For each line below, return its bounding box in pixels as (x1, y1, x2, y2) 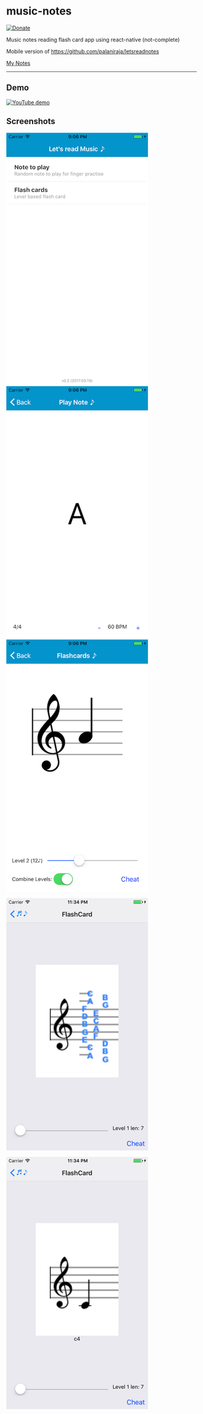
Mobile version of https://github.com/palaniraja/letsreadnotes (6, 47, 159, 55)
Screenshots (6, 116, 56, 126)
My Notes (6, 59, 31, 67)
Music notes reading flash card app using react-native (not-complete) (6, 36, 180, 43)
